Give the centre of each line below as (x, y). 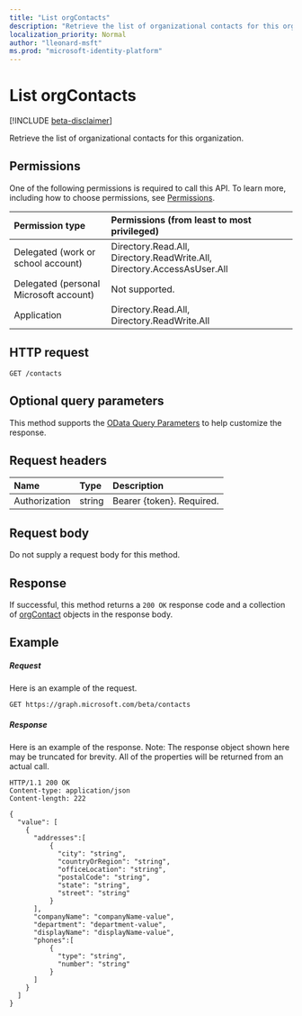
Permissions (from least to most (181, 220)
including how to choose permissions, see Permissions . (112, 197)
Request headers (58, 460)
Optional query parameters (87, 401)
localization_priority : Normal (68, 34)
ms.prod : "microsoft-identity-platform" (86, 51)
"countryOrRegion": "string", (114, 862)
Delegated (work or (55, 251)
